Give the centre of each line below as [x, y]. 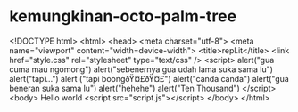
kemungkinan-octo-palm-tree [123, 16]
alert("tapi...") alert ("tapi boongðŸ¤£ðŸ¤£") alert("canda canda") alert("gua [149, 78]
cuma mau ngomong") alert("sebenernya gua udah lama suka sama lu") [141, 69]
